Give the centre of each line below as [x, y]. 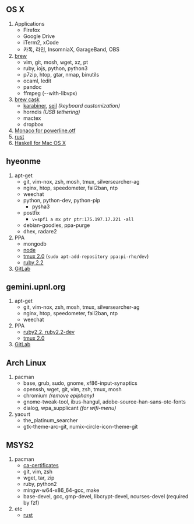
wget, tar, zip [39, 478]
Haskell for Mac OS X [40, 143]
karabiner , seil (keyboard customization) [72, 105]
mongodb [35, 244]
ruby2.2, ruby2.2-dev [49, 332]
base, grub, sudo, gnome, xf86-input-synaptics [80, 383]
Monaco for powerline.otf [45, 130]
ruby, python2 [40, 484]
